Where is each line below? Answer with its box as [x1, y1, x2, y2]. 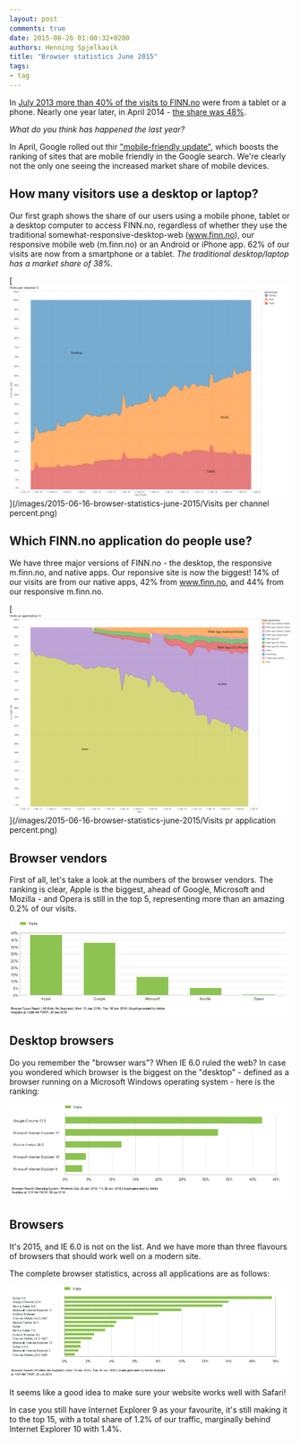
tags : [9, 62, 30, 71]
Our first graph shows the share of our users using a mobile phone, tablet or [9, 210, 290, 221]
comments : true [9, 23, 66, 33]
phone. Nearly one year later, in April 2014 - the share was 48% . [9, 106, 247, 117]
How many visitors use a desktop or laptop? [9, 187, 259, 202]
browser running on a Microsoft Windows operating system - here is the [9, 1076, 276, 1087]
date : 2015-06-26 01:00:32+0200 [9, 33, 130, 42]
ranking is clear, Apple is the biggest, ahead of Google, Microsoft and [9, 884, 265, 895]
